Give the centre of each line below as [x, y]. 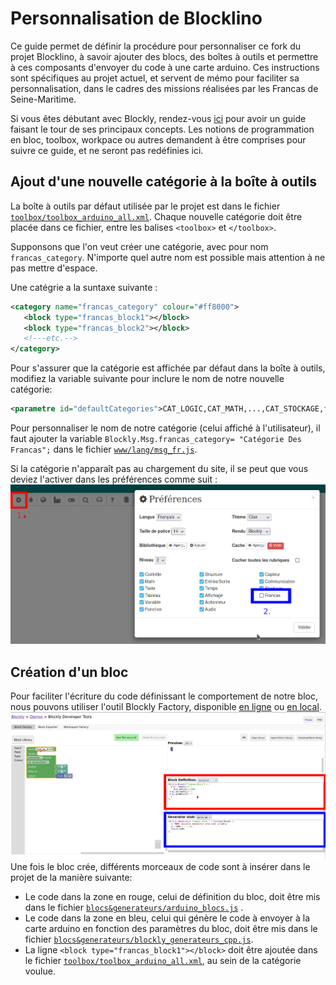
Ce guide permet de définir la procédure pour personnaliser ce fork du [156, 46]
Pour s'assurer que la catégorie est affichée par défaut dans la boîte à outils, [168, 368]
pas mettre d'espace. [54, 268]
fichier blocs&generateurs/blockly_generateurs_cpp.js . [139, 939]
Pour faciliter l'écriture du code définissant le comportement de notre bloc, [164, 696]
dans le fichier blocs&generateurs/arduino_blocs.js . [134, 908]
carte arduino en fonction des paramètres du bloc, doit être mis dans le [171, 929]
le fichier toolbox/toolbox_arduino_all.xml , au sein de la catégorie [163, 961]
